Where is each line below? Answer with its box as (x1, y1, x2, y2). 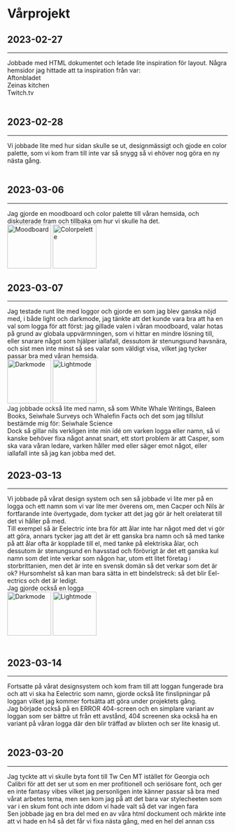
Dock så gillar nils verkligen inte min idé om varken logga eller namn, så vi (7, 427, 220, 435)
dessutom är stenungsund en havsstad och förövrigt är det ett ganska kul (7, 547, 219, 555)
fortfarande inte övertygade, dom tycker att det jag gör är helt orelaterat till (7, 510, 222, 518)
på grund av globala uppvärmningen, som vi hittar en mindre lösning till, (7, 329, 215, 338)
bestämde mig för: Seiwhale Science (7, 419, 113, 428)
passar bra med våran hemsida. (7, 352, 99, 360)
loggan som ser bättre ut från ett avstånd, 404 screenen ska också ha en (7, 712, 218, 721)
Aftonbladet (7, 74, 41, 82)
